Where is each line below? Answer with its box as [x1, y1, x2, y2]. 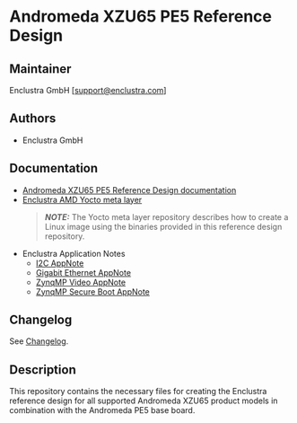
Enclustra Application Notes [22, 248, 126, 259]
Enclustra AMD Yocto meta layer [22, 194, 143, 205]
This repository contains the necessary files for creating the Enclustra [9, 386, 267, 397]
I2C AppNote [35, 258, 84, 269]
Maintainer [9, 61, 72, 76]
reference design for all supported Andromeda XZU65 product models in [9, 395, 278, 406]
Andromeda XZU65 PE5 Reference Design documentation [22, 184, 237, 195]
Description [9, 362, 76, 377]
